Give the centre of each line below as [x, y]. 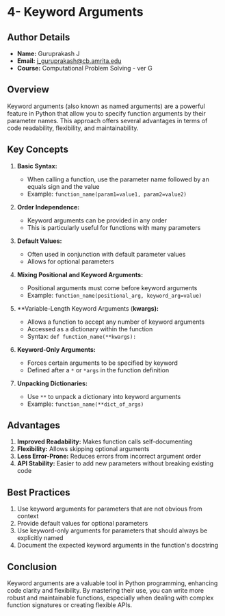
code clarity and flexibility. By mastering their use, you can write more [105, 591]
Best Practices [39, 492]
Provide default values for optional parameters [82, 524]
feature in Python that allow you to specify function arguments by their [107, 113]
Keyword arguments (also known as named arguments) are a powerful [106, 106]
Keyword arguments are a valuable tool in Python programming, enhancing [112, 583]
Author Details [39, 37]
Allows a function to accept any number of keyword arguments [116, 322]
